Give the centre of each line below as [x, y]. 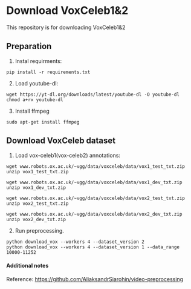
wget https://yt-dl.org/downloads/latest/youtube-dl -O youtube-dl [93, 95]
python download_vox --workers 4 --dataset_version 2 [76, 242]
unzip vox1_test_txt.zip [37, 171]
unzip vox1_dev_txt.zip [36, 188]
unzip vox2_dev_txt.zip [36, 219]
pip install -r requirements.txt [48, 72]
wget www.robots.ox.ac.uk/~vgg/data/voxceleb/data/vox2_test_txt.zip [96, 198]
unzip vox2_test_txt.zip [37, 204]
